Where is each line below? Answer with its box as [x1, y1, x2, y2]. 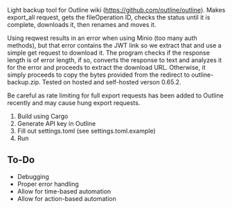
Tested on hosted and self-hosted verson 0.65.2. [42, 78, 181, 86]
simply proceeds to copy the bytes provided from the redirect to [7, 70, 190, 79]
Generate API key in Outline [17, 120, 96, 127]
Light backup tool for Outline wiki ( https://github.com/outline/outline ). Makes [7, 6, 226, 14]
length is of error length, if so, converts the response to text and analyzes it [7, 56, 222, 64]
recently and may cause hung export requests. [7, 99, 141, 106]
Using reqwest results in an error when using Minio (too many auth [7, 34, 197, 42]
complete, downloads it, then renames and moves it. [7, 21, 157, 28]
